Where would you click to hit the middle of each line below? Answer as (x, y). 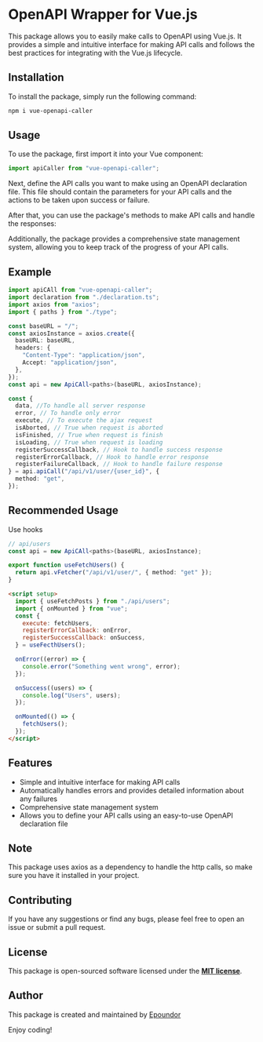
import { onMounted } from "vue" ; (71, 608)
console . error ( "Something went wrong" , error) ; (101, 666)
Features (30, 763)
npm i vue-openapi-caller (50, 111)
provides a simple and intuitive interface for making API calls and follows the (131, 44)
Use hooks (26, 529)
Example (30, 272)
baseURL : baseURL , (46, 341)
